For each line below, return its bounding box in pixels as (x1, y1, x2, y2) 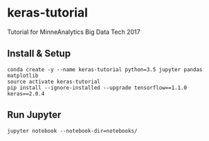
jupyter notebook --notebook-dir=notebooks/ (7, 127, 138, 134)
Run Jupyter (7, 109, 62, 121)
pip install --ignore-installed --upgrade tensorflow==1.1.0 (7, 84, 188, 91)
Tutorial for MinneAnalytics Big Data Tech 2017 (7, 28, 140, 36)
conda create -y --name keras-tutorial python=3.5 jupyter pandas (7, 66, 203, 73)
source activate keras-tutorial (7, 78, 100, 85)
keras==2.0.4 (7, 90, 45, 97)
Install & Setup (7, 48, 71, 59)
